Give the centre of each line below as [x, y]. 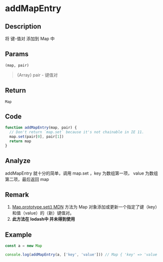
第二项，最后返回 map [27, 179]
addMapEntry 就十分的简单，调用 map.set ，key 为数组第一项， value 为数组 [81, 173]
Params [17, 54]
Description [23, 26]
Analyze [18, 161]
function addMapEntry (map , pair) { [41, 128]
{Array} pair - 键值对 [37, 75]
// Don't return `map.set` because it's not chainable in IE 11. [77, 132]
